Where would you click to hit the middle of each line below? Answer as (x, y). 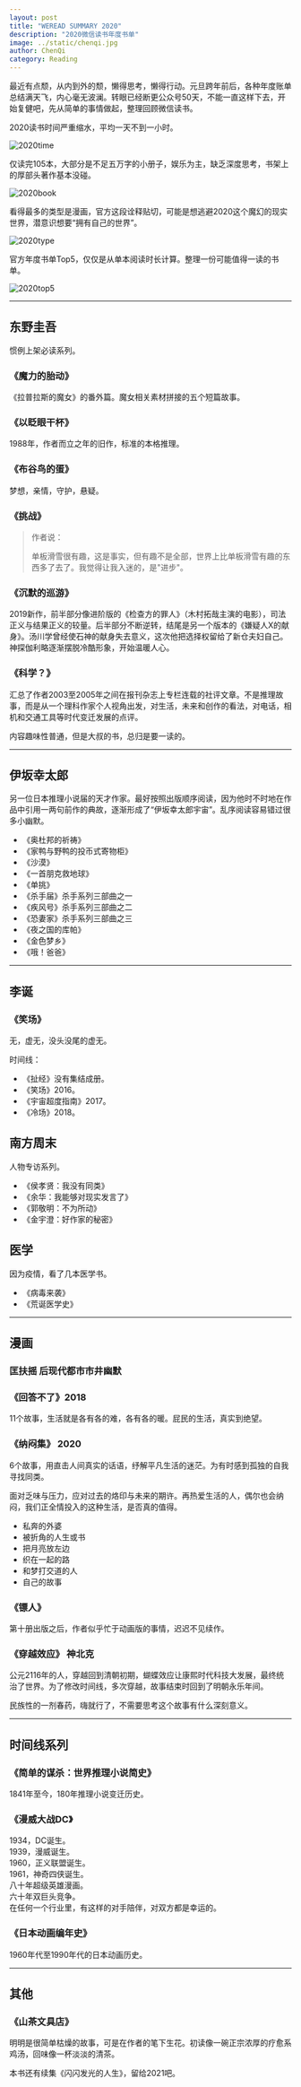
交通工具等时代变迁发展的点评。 (84, 717)
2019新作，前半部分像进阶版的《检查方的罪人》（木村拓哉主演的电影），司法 (148, 614)
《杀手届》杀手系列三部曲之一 (77, 896)
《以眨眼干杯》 (42, 422)
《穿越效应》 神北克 (52, 1654)
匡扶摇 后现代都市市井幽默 (66, 1371)
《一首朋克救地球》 (58, 874)
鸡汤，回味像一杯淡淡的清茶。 (64, 2054)
